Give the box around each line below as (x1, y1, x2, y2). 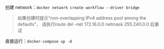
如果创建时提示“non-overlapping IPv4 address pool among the (17, 15, 146, 21)
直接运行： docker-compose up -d (5, 38, 72, 44)
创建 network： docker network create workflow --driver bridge (5, 4, 140, 10)
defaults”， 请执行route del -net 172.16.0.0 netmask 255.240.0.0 (17, 21, 149, 27)
